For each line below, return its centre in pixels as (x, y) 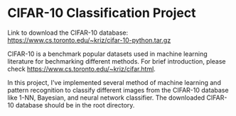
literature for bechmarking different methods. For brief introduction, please (117, 61)
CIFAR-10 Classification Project (102, 13)
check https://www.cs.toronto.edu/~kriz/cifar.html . (82, 69)
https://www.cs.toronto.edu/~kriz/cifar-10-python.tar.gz (89, 40)
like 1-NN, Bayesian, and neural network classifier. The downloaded (106, 98)
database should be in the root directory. (75, 105)
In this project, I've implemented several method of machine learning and (114, 82)
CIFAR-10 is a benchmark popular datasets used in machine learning (107, 54)
